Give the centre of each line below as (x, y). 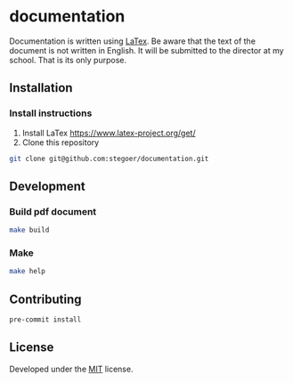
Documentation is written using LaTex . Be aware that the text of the (133, 41)
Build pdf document (53, 211)
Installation (41, 88)
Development (48, 186)
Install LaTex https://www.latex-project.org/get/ (109, 133)
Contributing (45, 299)
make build (29, 230)
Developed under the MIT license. (71, 369)
